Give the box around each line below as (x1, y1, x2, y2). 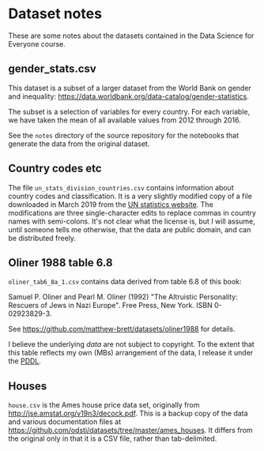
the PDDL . (8, 356, 42, 366)
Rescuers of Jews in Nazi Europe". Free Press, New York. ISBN (8, 301, 213, 310)
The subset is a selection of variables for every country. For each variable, (8, 107, 251, 116)
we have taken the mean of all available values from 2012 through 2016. (8, 115, 241, 125)
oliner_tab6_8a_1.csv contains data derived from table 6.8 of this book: (8, 277, 243, 287)
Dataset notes (8, 5, 103, 23)
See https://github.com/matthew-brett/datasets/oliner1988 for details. (8, 325, 236, 334)
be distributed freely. (8, 233, 77, 242)
